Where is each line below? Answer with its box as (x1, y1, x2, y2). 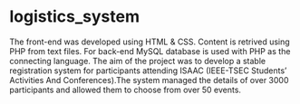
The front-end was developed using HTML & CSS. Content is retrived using (9, 36, 290, 47)
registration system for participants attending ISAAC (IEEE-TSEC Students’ (9, 65, 287, 76)
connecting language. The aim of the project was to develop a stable (9, 55, 266, 66)
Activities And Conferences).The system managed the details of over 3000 (9, 74, 289, 85)
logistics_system (9, 6, 140, 27)
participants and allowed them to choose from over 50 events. (9, 84, 242, 95)
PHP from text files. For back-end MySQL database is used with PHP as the (9, 45, 291, 56)
